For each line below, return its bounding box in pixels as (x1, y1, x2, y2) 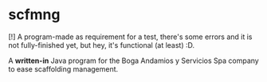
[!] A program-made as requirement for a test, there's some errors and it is (8, 32, 253, 41)
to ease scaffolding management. (8, 64, 119, 73)
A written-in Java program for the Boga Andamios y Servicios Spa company (8, 56, 259, 65)
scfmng (8, 6, 61, 24)
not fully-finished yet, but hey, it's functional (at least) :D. (8, 40, 195, 49)
